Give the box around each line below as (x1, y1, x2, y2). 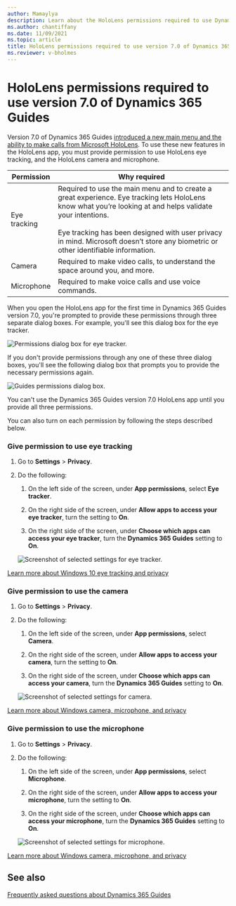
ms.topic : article (7, 37, 61, 44)
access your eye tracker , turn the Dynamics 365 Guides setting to (27, 534, 223, 543)
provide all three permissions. (7, 402, 93, 411)
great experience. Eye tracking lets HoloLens (58, 192, 206, 202)
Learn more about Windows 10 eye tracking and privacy (7, 569, 169, 577)
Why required (118, 171, 165, 181)
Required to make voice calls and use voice (58, 277, 201, 287)
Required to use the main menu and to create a (58, 183, 212, 193)
